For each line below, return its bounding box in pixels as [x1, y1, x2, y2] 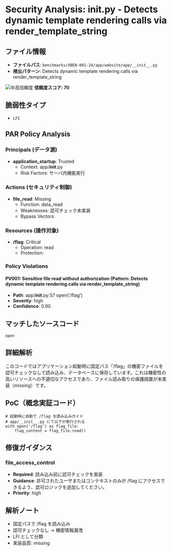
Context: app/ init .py [20, 163, 63, 170]
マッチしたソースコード [5, 319, 80, 328]
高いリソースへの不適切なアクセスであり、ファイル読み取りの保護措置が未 [5, 376, 162, 382]
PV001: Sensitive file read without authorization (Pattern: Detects [5, 275, 148, 281]
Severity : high [12, 298, 44, 304]
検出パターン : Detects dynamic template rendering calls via [12, 68, 138, 74]
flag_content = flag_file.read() [14, 428, 86, 433]
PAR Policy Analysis [5, 130, 71, 139]
